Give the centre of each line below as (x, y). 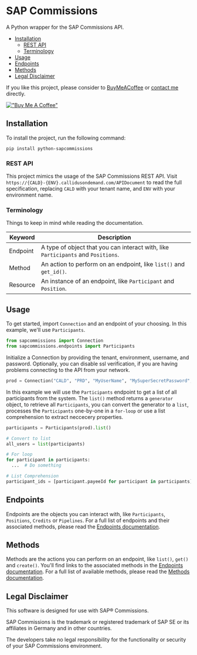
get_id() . (54, 272)
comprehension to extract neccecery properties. (65, 417)
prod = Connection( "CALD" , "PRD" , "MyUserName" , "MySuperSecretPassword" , (99, 381)
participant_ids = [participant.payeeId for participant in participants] (99, 481)
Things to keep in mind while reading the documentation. (75, 223)
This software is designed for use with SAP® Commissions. (77, 611)
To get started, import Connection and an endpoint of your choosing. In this (96, 324)
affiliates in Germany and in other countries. (59, 629)
